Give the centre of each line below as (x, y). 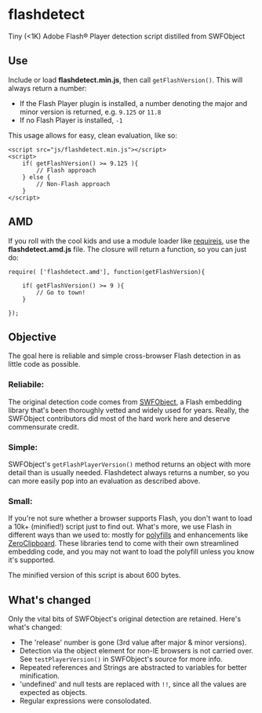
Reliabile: (26, 385)
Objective (33, 336)
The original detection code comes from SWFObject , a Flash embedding (125, 401)
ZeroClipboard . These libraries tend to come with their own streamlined (124, 543)
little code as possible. (44, 364)
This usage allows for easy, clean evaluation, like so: (93, 135)
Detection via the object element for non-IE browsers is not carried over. (136, 651)
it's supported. (32, 560)
